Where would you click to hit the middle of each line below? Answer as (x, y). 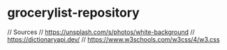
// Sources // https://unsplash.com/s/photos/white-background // (101, 32)
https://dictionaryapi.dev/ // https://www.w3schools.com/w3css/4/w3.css (113, 39)
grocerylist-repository (73, 13)
